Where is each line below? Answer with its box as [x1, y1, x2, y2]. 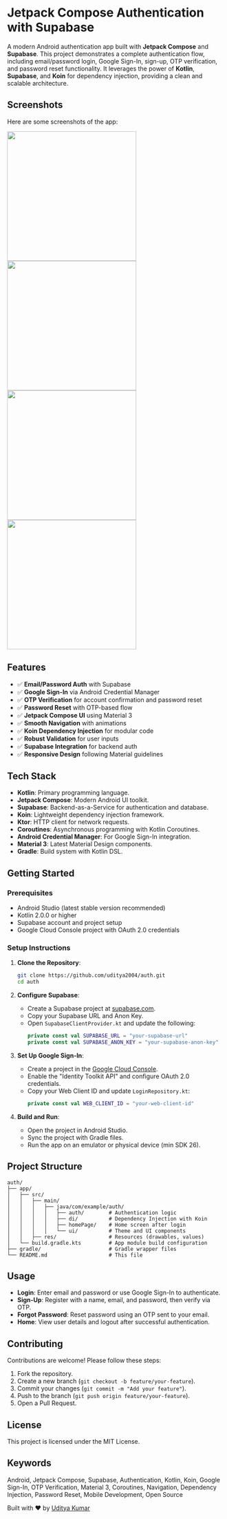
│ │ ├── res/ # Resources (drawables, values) [7, 1233, 205, 1241]
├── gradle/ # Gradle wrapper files [7, 1245, 177, 1252]
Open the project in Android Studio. [27, 1126, 128, 1134]
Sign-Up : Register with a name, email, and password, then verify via [17, 1296, 211, 1304]
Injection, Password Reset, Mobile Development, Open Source [7, 1490, 184, 1498]
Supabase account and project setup [17, 919, 122, 927]
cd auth [17, 979, 39, 986]
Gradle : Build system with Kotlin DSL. [17, 848, 123, 856]
